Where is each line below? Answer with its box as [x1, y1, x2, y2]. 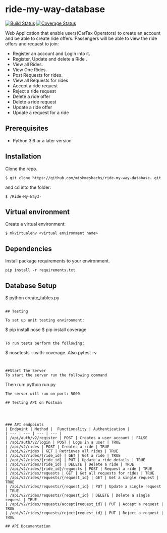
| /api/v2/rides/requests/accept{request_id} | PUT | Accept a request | [5, 502, 164, 507]
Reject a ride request [12, 88, 57, 94]
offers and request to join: [5, 40, 59, 46]
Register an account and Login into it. [12, 50, 90, 57]
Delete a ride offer [12, 93, 50, 99]
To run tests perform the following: [5, 341, 85, 346]
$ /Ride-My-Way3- [5, 194, 42, 199]
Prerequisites [5, 124, 48, 133]
